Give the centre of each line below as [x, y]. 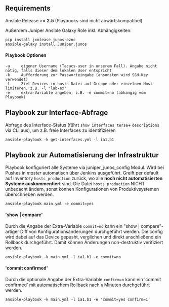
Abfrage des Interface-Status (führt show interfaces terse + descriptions [82, 125]
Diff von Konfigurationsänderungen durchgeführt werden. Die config [91, 231]
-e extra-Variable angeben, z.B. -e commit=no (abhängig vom [75, 93]
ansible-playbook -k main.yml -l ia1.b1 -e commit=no [63, 257]
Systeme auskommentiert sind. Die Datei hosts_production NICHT [75, 183]
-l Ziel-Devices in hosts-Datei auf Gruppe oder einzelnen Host [79, 84]
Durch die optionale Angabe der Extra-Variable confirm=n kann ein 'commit [83, 280]
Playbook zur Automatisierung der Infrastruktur [82, 155]
